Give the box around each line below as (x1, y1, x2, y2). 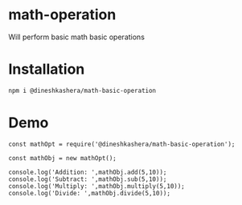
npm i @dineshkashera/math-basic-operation (8, 86, 157, 94)
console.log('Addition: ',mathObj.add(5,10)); (8, 168, 167, 176)
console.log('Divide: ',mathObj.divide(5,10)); (8, 189, 171, 197)
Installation (8, 60, 85, 78)
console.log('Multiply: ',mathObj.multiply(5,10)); (8, 182, 185, 190)
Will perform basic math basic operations (8, 32, 145, 42)
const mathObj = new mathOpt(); (8, 154, 117, 162)
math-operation (8, 6, 117, 24)
